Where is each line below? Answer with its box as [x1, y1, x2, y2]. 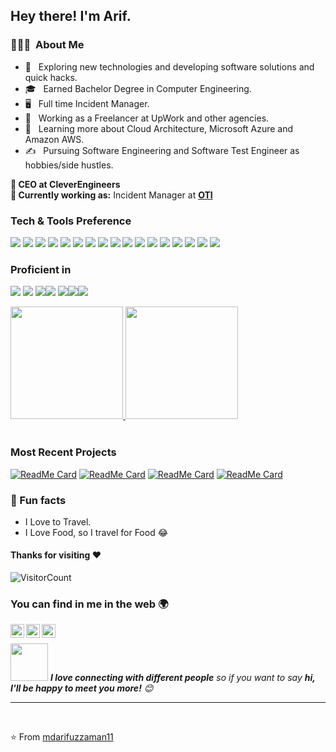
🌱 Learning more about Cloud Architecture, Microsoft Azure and [24, 122, 294, 134]
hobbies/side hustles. [24, 159, 114, 171]
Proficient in [10, 262, 72, 276]
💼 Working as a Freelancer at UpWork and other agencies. [24, 112, 270, 124]
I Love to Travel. [24, 515, 92, 528]
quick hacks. [24, 71, 78, 83]
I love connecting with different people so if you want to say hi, [49, 672, 316, 684]
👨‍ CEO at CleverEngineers [10, 178, 121, 190]
